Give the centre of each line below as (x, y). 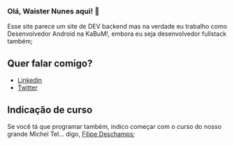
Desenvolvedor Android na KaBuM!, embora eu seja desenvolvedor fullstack (117, 34)
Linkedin (30, 81)
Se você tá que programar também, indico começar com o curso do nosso (115, 126)
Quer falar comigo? (50, 63)
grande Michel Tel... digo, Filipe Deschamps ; (71, 134)
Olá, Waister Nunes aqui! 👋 (53, 11)
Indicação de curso (50, 110)
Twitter (28, 88)
